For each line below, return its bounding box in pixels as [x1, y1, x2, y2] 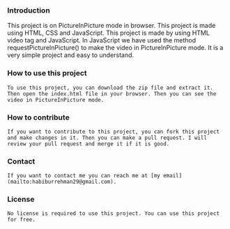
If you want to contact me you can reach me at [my [7, 173, 160, 180]
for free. [7, 216, 36, 223]
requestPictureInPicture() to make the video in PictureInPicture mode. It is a [7, 44, 224, 52]
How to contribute [7, 112, 70, 122]
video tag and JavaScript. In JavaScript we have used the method [7, 36, 197, 45]
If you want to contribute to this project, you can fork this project [7, 128, 220, 135]
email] [162, 173, 183, 180]
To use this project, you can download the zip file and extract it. [7, 84, 214, 91]
